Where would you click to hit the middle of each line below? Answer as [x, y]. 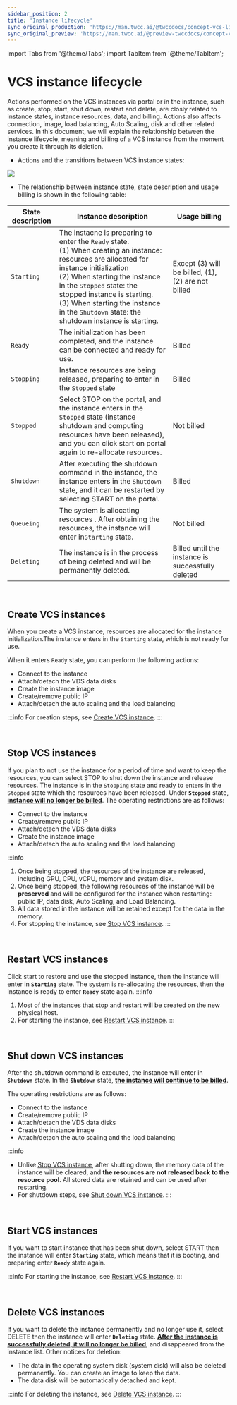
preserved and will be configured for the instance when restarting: [115, 894]
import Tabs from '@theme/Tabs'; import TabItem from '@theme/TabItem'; [116, 54]
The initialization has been [102, 332]
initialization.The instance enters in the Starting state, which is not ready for [118, 639]
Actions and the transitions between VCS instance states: [101, 160]
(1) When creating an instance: [110, 250]
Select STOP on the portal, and [110, 399]
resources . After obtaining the [109, 519]
